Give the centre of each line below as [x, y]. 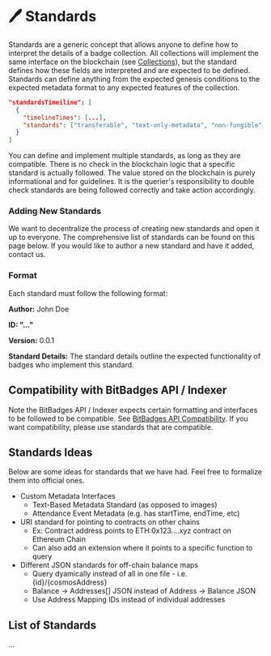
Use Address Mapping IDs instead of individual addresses [129, 600]
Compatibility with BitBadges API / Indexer [118, 390]
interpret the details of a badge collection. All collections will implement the [133, 53]
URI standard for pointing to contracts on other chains [110, 522]
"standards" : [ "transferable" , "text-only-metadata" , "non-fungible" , [144, 125]
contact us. [27, 255]
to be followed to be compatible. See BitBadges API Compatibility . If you [128, 418]
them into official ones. [47, 481]
